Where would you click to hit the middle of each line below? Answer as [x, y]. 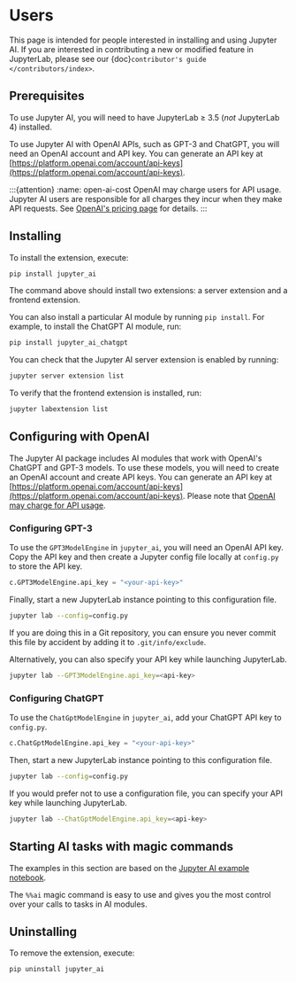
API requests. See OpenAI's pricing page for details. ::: [108, 208]
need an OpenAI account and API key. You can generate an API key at [136, 153]
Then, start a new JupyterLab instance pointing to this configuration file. [140, 760]
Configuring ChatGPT [57, 698]
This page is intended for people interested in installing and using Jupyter [143, 40]
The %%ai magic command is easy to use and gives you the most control [140, 894]
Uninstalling [43, 931]
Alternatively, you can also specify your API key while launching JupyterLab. [148, 659]
